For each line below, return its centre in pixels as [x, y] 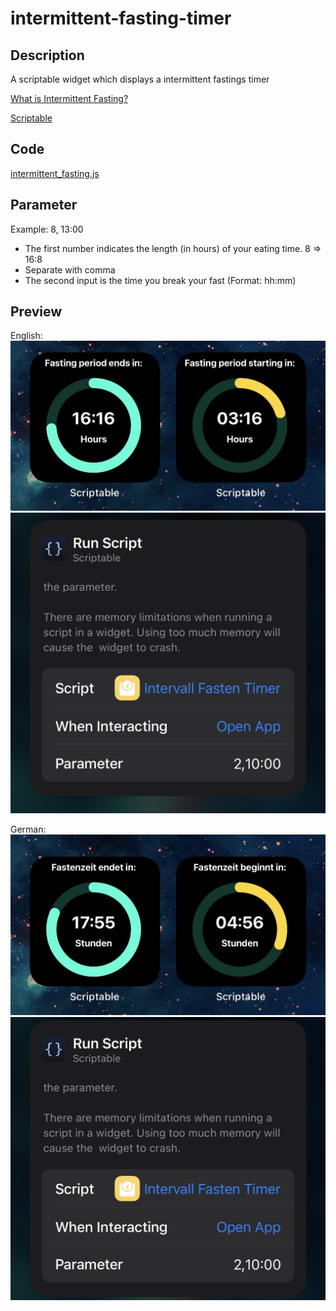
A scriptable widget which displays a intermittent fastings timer [140, 79]
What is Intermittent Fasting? [69, 98]
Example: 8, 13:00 [47, 229]
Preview [36, 312]
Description [47, 55]
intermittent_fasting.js [55, 173]
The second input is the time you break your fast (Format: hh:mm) [160, 280]
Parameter [44, 205]
